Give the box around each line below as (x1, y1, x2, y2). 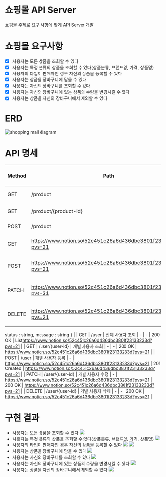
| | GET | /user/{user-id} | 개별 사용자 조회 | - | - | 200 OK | (21, 343, 137, 349)
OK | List (5, 337, 23, 343)
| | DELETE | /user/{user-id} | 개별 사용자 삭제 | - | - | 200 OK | (21, 388, 145, 394)
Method (7, 172, 27, 179)
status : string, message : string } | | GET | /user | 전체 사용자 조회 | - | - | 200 (5, 332, 160, 338)
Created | (5, 366, 25, 371)
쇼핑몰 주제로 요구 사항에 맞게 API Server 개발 (5, 22, 94, 28)
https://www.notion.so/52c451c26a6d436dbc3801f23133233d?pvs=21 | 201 (5, 361, 161, 367)
